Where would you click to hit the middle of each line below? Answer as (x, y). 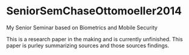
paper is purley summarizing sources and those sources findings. (88, 45)
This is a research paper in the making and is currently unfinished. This (94, 39)
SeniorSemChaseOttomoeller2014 (94, 11)
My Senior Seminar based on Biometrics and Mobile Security (82, 27)
